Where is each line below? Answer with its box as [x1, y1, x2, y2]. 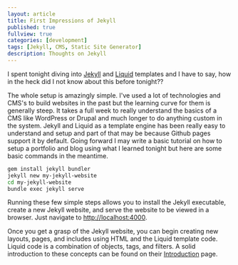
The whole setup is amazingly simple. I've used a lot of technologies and [7, 90, 221, 100]
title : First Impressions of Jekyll [7, 17, 116, 24]
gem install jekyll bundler [7, 165, 91, 172]
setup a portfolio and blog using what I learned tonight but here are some [7, 144, 222, 152]
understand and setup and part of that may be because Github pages [7, 129, 211, 137]
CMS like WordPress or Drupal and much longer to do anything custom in [7, 113, 222, 122]
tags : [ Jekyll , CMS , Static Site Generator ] [7, 43, 142, 51]
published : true [7, 24, 56, 31]
